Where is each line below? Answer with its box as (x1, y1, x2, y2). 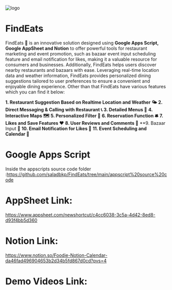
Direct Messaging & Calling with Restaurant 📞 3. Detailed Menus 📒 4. (5, 106, 153, 112)
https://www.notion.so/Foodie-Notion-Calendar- (5, 252, 108, 258)
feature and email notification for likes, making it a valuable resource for (5, 56, 158, 62)
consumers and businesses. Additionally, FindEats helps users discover (5, 62, 157, 68)
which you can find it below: (5, 89, 65, 95)
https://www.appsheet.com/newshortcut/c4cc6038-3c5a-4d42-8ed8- (5, 211, 156, 218)
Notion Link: (5, 235, 59, 246)
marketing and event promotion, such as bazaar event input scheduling (5, 50, 156, 56)
